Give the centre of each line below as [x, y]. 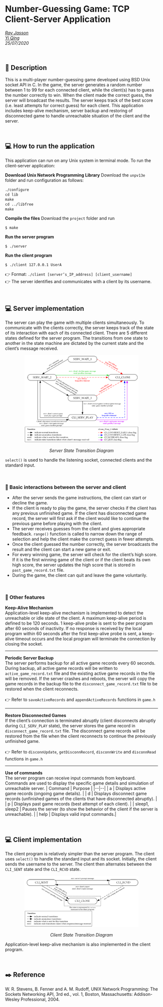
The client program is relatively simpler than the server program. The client [80, 854]
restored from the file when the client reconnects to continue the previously [81, 736]
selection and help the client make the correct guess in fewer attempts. [83, 539]
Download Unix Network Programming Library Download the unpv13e [75, 175]
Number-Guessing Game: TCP [67, 9]
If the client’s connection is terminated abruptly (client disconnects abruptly [81, 720]
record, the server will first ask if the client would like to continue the [81, 519]
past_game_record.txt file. [38, 570]
